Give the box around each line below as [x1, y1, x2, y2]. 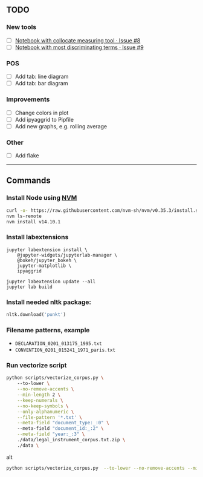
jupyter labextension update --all [6, 278, 96, 285]
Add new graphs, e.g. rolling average [14, 122, 108, 130]
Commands [6, 176, 51, 186]
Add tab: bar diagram [14, 80, 68, 87]
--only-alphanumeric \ [17, 409, 74, 415]
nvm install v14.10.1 [6, 219, 61, 225]
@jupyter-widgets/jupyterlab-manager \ [17, 252, 118, 258]
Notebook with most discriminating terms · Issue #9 [14, 44, 144, 51]
